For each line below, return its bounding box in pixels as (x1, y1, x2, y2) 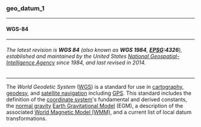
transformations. (6, 114, 47, 122)
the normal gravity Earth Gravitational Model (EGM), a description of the (6, 102, 184, 109)
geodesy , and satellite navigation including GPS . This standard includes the (6, 89, 191, 97)
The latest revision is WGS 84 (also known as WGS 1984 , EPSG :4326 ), (6, 47, 182, 54)
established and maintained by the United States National (6, 52, 150, 60)
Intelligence (6, 59, 35, 66)
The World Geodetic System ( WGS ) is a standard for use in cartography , (6, 83, 184, 90)
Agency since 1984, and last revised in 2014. (35, 59, 147, 66)
